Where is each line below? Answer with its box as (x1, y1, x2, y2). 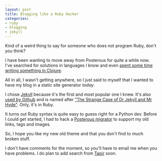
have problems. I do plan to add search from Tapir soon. (5, 150, 117, 156)
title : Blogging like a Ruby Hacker (5, 12, 79, 16)
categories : (5, 16, 29, 21)
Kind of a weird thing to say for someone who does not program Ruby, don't (5, 43, 156, 48)
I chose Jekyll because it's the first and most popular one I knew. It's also (5, 91, 151, 97)
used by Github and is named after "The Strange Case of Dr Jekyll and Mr (5, 97, 152, 102)
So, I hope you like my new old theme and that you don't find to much (5, 131, 144, 136)
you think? (5, 48, 26, 54)
